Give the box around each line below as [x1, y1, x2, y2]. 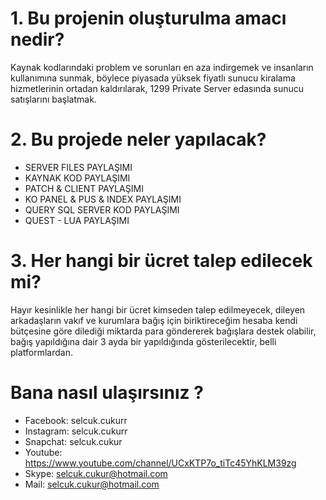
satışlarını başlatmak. [10, 93, 97, 105]
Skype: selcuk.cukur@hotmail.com [24, 467, 168, 479]
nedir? [10, 28, 65, 51]
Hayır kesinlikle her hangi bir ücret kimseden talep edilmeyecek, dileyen [10, 303, 306, 316]
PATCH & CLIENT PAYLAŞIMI [24, 182, 144, 194]
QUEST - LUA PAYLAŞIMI [24, 214, 130, 226]
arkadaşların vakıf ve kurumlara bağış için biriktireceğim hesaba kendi [10, 314, 298, 326]
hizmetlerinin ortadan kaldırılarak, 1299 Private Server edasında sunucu [10, 82, 304, 94]
